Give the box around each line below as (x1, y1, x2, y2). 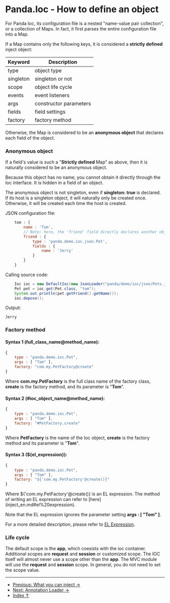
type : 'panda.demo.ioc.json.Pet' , (32, 239, 108, 244)
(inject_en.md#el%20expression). (5, 501, 76, 508)
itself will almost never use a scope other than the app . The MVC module (5, 556, 157, 562)
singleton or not (34, 75, 72, 82)
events (8, 91, 24, 98)
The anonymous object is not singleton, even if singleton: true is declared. (5, 189, 161, 196)
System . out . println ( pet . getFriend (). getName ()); (14, 291, 119, 296)
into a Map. (5, 31, 29, 37)
